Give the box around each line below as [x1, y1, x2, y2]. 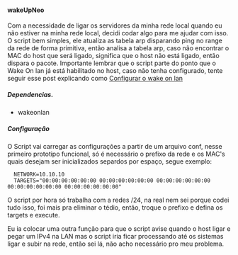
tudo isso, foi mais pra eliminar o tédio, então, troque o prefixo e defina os [7, 203, 223, 212]
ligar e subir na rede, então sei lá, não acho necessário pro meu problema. [7, 239, 225, 248]
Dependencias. [7, 90, 54, 98]
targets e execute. [7, 211, 60, 220]
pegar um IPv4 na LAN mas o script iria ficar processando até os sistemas [7, 232, 224, 241]
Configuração [7, 124, 50, 132]
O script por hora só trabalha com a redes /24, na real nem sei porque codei [7, 195, 229, 205]
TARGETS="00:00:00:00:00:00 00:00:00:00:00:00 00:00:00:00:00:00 [13, 177, 211, 184]
